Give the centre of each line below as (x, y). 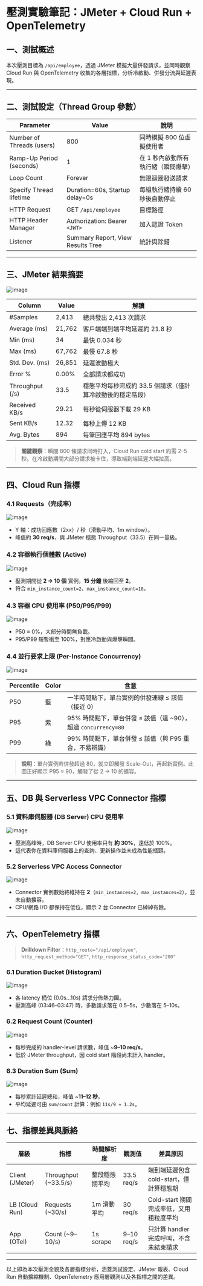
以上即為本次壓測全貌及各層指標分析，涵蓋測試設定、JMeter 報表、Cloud (97, 1269)
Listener (21, 241)
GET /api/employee (93, 210)
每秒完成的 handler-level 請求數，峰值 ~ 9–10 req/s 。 (80, 1047)
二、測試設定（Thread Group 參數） (74, 107)
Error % (20, 374)
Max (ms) (23, 351)
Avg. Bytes (24, 434)
